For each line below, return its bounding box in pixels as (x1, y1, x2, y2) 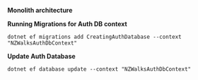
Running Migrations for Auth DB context (7, 20, 127, 28)
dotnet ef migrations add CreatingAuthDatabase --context (7, 33, 182, 40)
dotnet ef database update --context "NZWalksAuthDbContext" (7, 66, 192, 73)
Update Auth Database (7, 52, 76, 60)
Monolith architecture (7, 6, 73, 14)
